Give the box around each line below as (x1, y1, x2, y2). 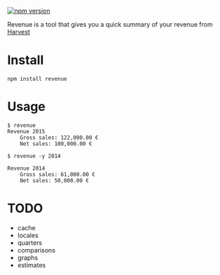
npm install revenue (7, 75, 68, 82)
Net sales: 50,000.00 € (20, 177, 90, 184)
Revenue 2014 (7, 165, 46, 172)
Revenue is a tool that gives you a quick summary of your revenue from (7, 20, 213, 28)
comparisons (17, 246, 56, 254)
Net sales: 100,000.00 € (20, 140, 92, 147)
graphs (17, 253, 39, 262)
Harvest (7, 28, 30, 36)
